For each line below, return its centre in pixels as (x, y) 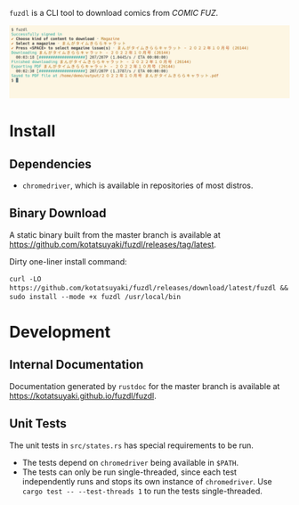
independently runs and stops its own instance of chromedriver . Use (147, 481)
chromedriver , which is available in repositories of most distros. (137, 185)
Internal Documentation (77, 365)
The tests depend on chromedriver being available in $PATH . (130, 462)
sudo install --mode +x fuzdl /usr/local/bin (95, 297)
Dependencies (50, 164)
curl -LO (25, 279)
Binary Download (58, 213)
